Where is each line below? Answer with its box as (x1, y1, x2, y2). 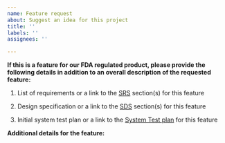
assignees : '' (7, 36, 48, 43)
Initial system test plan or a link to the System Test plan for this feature (17, 115, 218, 124)
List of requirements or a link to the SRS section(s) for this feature (17, 89, 205, 97)
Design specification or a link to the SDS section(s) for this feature (17, 102, 206, 111)
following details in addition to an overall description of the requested (7, 68, 211, 77)
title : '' (7, 23, 36, 30)
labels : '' (7, 29, 39, 37)
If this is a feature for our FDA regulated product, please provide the (7, 61, 206, 69)
